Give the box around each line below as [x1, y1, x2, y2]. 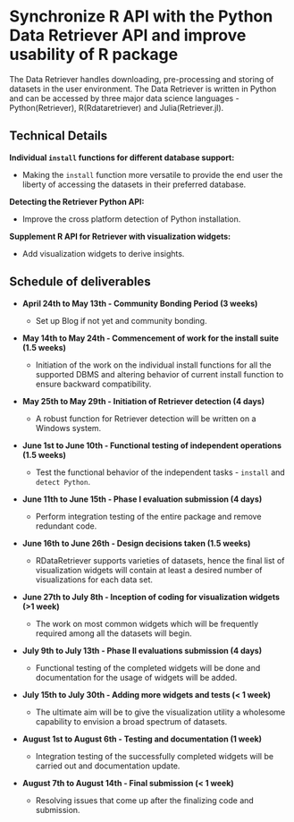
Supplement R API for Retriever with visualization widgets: [9, 231, 231, 242]
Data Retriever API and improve [9, 25, 247, 46]
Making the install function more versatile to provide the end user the [21, 169, 283, 180]
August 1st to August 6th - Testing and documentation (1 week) [21, 733, 262, 744]
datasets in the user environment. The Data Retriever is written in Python [9, 83, 277, 94]
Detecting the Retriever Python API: [9, 196, 145, 207]
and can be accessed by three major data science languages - [9, 92, 239, 104]
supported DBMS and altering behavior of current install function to [35, 369, 284, 379]
